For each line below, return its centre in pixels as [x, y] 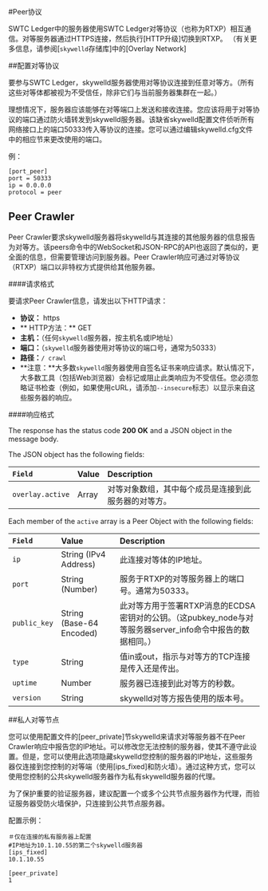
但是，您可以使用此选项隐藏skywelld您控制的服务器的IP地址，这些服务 [138, 756]
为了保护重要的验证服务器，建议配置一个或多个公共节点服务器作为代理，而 [130, 793]
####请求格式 [31, 284]
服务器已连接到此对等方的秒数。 [179, 683]
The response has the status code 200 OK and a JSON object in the [120, 430]
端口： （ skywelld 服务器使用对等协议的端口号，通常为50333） [120, 347]
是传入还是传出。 [152, 668]
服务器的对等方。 [139, 501]
